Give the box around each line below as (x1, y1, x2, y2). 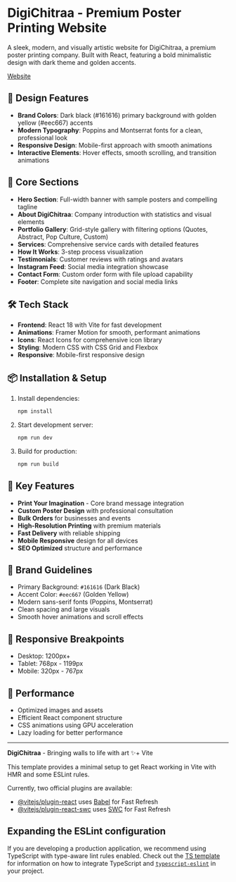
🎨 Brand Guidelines (7, 564, 93, 576)
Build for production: (17, 447, 77, 455)
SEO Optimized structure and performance (17, 544, 143, 552)
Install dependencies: (17, 395, 80, 403)
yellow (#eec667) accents (17, 118, 93, 127)
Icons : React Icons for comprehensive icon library (17, 336, 163, 344)
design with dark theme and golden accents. (7, 58, 136, 66)
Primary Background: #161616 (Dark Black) (17, 583, 140, 591)
